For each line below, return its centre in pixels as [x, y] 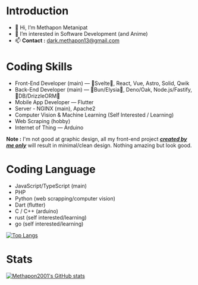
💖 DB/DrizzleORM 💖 [37, 96]
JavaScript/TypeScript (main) [51, 186]
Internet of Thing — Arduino [49, 127]
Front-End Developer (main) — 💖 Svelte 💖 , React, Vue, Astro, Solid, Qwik [102, 83]
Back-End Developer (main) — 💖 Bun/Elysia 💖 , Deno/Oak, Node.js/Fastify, [103, 89]
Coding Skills [39, 67]
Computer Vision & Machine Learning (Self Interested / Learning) [94, 115]
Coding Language [51, 169]
